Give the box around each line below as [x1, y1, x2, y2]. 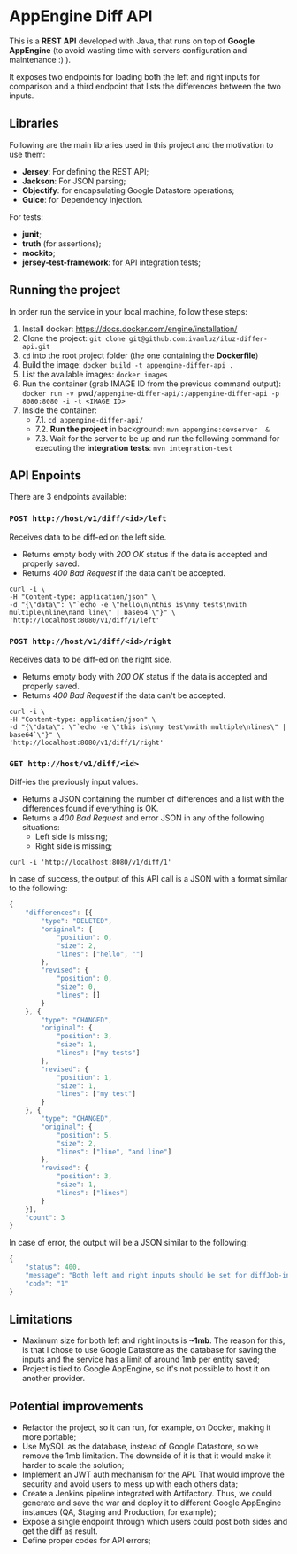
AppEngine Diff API [9, 6, 153, 27]
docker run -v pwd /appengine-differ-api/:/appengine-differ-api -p [21, 387, 280, 398]
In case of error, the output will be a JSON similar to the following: [9, 1238, 249, 1248]
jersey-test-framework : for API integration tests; [21, 257, 202, 268]
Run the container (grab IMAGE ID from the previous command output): [21, 378, 281, 389]
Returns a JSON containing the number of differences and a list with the [21, 794, 285, 804]
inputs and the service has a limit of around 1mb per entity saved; [21, 1354, 261, 1365]
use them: [9, 149, 46, 159]
